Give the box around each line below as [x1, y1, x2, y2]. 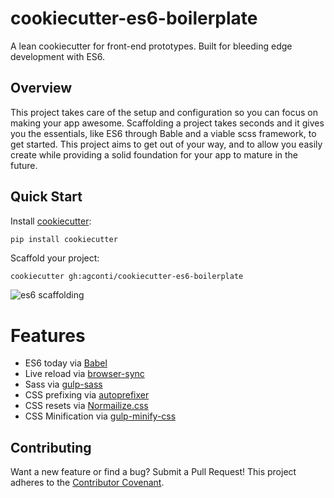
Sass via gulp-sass [24, 378, 103, 391]
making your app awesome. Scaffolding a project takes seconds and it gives [10, 117, 325, 129]
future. [10, 159, 38, 171]
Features [10, 324, 86, 347]
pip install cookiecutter [10, 234, 118, 244]
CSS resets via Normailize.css [24, 400, 149, 412]
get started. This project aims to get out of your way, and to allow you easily [10, 138, 323, 150]
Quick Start [10, 188, 83, 206]
